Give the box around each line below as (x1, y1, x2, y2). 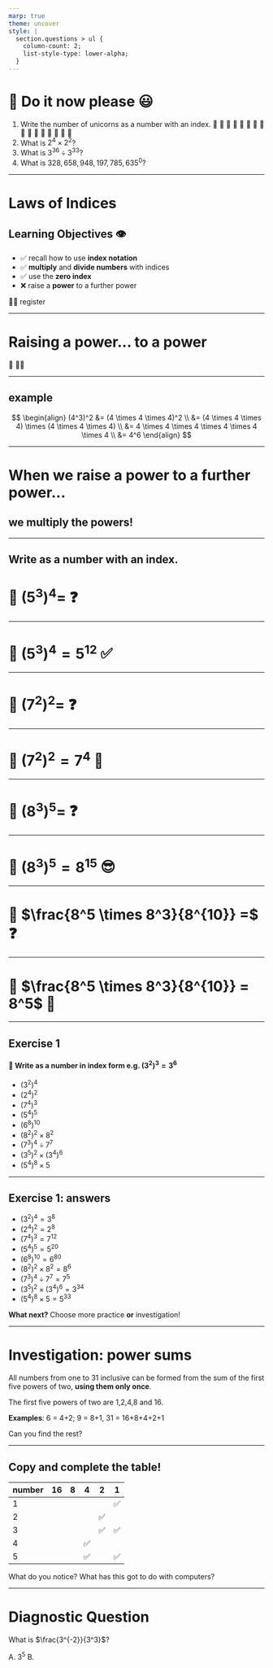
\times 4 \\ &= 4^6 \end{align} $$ (80, 430, 193, 439)
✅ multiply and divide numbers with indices (19, 262, 170, 272)
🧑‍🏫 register (8, 296, 46, 306)
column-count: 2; (23, 42, 82, 50)
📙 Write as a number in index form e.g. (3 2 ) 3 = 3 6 (8, 1059, 177, 1071)
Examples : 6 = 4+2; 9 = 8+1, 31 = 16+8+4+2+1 (8, 1413, 165, 1423)
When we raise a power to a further (8, 465, 251, 484)
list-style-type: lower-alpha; (23, 50, 129, 58)
